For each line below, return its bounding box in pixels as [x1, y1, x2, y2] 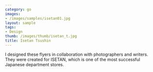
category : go [5, 7, 32, 12]
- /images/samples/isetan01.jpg [5, 16, 70, 21]
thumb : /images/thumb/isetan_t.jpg [5, 34, 77, 39]
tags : [5, 25, 16, 30]
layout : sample [5, 20, 36, 25]
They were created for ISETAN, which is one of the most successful [5, 56, 140, 62]
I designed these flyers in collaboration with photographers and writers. [5, 51, 148, 57]
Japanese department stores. [5, 61, 64, 67]
